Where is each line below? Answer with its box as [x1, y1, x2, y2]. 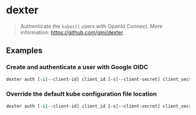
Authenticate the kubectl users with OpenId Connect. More [20, 23, 163, 30]
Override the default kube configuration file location [6, 90, 157, 98]
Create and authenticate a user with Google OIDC [6, 63, 149, 71]
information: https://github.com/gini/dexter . [20, 28, 124, 35]
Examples [6, 46, 43, 56]
